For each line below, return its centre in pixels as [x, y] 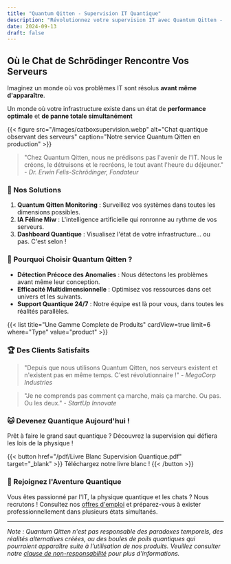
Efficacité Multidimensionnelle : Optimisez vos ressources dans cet [114, 289]
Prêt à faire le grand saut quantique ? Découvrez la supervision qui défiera [112, 436]
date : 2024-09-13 [32, 26]
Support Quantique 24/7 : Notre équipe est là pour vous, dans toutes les [120, 303]
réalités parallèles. [43, 311]
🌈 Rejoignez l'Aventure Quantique [64, 482]
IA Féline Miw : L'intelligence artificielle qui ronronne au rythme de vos [117, 220]
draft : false [26, 33]
